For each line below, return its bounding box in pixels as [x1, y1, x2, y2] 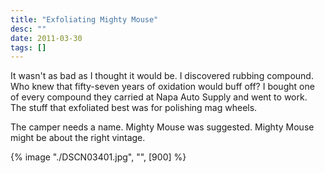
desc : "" [10, 24, 47, 34]
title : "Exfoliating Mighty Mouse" [10, 14, 159, 25]
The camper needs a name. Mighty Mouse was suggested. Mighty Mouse [10, 121, 315, 133]
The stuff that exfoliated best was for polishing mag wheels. [10, 102, 258, 114]
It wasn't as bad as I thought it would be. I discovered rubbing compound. [10, 70, 314, 82]
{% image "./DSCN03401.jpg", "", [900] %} [10, 151, 187, 163]
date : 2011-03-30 [10, 33, 83, 43]
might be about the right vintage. [10, 132, 146, 144]
